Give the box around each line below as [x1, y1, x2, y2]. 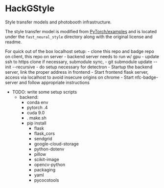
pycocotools [34, 177, 59, 183]
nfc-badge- [134, 74, 158, 80]
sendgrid [34, 135, 52, 142]
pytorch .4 [26, 104, 48, 110]
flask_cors [34, 130, 55, 136]
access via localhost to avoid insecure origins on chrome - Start [5, 74, 134, 80]
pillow [34, 151, 47, 157]
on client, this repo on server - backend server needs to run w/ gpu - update [5, 53, 160, 59]
